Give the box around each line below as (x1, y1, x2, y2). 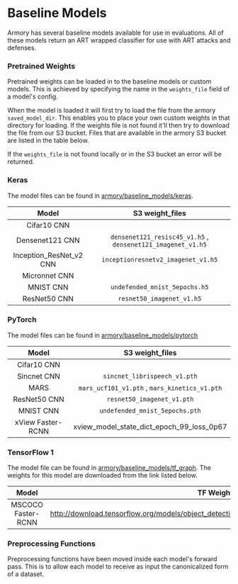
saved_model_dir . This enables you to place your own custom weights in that (7, 113, 230, 122)
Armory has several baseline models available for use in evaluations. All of (7, 28, 225, 37)
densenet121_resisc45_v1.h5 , (110, 232, 209, 242)
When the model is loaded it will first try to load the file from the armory (7, 106, 216, 115)
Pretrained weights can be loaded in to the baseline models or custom (7, 77, 212, 86)
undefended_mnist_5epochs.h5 (110, 283, 209, 291)
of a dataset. (7, 570, 45, 578)
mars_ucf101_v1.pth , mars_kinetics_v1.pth (78, 383, 222, 393)
